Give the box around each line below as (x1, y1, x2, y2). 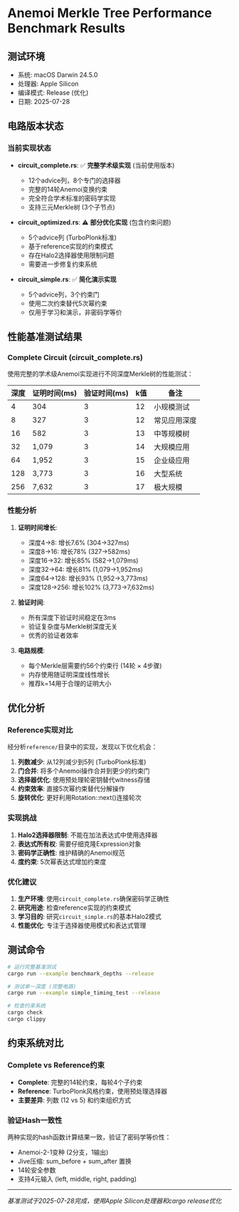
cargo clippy (7, 1016, 46, 1023)
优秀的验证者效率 (28, 631, 79, 640)
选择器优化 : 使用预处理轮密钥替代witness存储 (17, 776, 151, 784)
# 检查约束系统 (7, 1002, 46, 1010)
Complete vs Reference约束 (7, 1060, 105, 1070)
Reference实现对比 (7, 725, 73, 735)
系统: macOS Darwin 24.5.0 (17, 71, 98, 79)
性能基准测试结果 (7, 331, 83, 343)
